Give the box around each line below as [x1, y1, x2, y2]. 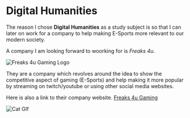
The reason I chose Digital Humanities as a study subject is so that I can [6, 23, 181, 31]
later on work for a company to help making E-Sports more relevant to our [6, 29, 184, 36]
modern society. [6, 36, 46, 43]
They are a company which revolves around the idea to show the [6, 70, 163, 77]
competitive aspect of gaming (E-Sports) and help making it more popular [6, 76, 184, 83]
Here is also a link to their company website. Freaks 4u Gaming [6, 94, 158, 101]
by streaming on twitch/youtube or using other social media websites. [6, 82, 174, 89]
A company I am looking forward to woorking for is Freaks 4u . [6, 47, 156, 54]
